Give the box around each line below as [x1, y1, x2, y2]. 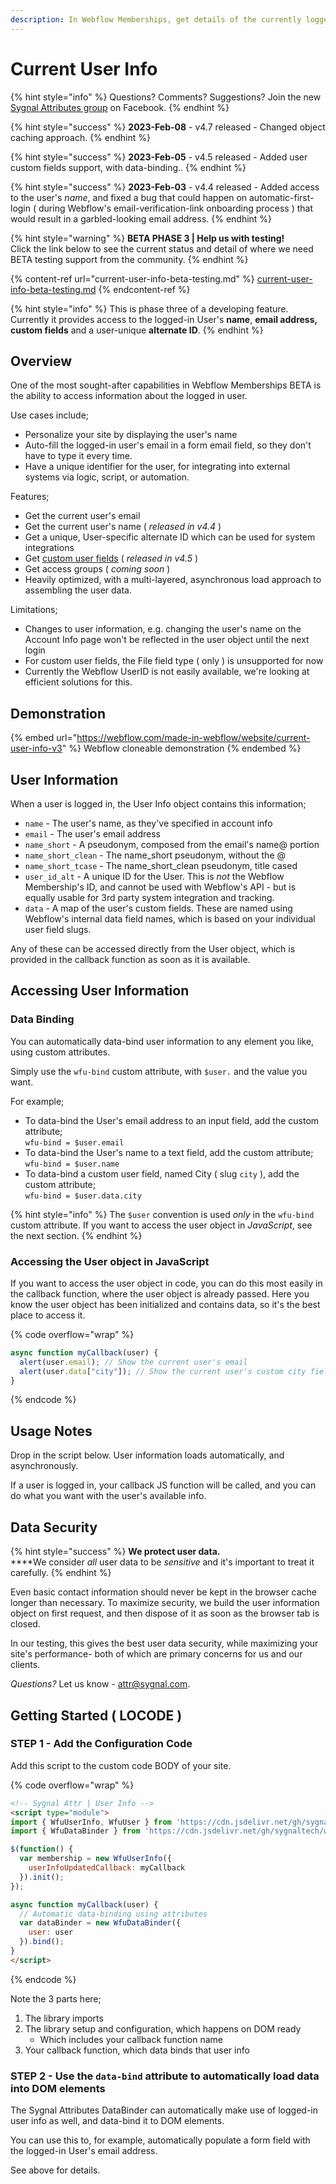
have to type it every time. [24, 450, 133, 462]
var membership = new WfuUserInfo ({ [19, 1854, 172, 1864]
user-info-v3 [10, 742, 63, 755]
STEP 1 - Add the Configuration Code [10, 1737, 193, 1751]
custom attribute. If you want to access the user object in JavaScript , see [10, 1219, 313, 1231]
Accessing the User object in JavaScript [10, 1254, 210, 1268]
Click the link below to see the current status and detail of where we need [10, 242, 314, 255]
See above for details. [10, 2164, 101, 2176]
